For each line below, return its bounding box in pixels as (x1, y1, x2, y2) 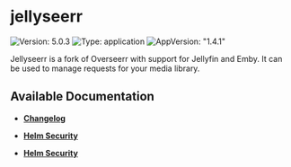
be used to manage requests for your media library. (10, 63, 200, 74)
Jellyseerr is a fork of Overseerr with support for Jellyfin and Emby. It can (10, 53, 283, 64)
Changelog (22, 112, 66, 123)
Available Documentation (10, 89, 155, 104)
